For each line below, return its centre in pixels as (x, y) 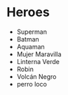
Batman (28, 39)
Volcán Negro (36, 76)
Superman (32, 32)
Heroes (28, 12)
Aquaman (30, 46)
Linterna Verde (38, 61)
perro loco (32, 84)
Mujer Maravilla (39, 54)
